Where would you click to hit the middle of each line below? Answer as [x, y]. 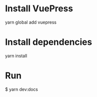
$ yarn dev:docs [22, 89]
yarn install [16, 56]
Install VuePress [39, 9]
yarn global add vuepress [31, 22]
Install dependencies [48, 42]
